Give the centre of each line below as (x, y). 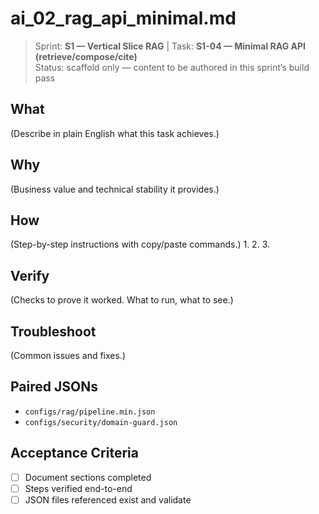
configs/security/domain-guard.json (101, 422)
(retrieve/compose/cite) (86, 56)
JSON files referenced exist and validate (108, 499)
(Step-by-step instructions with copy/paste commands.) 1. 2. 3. (140, 244)
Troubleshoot (53, 331)
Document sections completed (88, 477)
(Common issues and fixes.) (68, 355)
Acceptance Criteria (74, 453)
